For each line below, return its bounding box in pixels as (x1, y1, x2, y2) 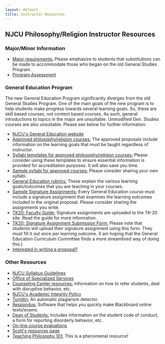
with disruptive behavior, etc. (12, 286, 71, 292)
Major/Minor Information (5, 45, 66, 52)
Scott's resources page (12, 328, 60, 334)
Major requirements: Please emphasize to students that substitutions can (12, 56, 161, 62)
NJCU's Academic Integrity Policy (12, 291, 81, 297)
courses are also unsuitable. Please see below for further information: (5, 121, 147, 127)
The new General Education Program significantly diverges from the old (5, 95, 151, 101)
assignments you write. (12, 204, 60, 210)
